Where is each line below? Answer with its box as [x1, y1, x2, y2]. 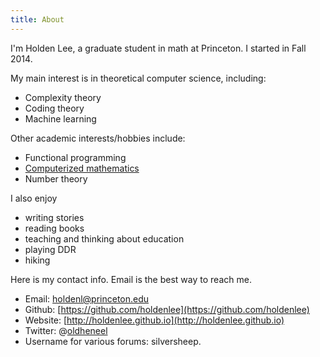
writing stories [24, 211, 85, 223]
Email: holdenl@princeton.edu [24, 292, 150, 305]
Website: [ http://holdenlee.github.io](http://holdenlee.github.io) [24, 314, 285, 326]
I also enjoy [10, 192, 58, 204]
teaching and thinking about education [24, 232, 185, 245]
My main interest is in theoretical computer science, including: [10, 72, 267, 84]
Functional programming [24, 151, 127, 163]
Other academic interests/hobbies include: [10, 132, 186, 144]
